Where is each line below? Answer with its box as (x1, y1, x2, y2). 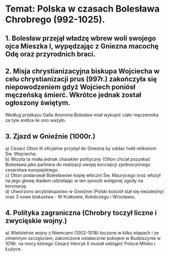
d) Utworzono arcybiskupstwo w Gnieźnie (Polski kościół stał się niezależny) (5, 188, 164, 195)
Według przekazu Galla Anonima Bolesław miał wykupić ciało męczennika (5, 112, 159, 118)
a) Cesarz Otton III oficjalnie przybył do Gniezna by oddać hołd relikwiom (5, 145, 157, 152)
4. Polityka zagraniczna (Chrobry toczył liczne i (5, 208, 157, 217)
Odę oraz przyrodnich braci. (5, 50, 96, 58)
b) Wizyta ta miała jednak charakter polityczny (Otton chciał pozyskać (5, 156, 150, 162)
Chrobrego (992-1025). (5, 14, 105, 25)
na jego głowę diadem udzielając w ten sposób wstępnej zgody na (5, 178, 144, 184)
